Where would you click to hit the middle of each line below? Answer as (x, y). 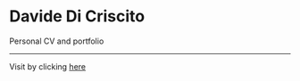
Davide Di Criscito (77, 16)
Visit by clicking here (48, 66)
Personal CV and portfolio (57, 41)
